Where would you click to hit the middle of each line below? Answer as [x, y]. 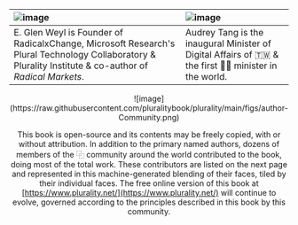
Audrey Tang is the [224, 32]
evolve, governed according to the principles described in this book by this [149, 202]
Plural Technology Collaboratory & [85, 54]
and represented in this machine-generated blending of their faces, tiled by [149, 174]
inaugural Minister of [228, 43]
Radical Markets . [49, 77]
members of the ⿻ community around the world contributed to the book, [149, 155]
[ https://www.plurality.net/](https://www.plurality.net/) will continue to [149, 193]
